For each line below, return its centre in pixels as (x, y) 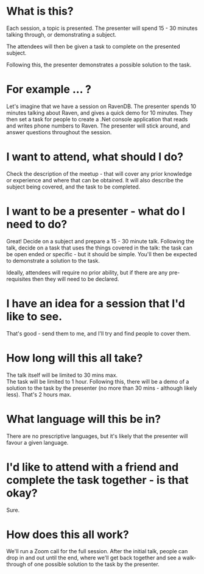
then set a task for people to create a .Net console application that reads (97, 119)
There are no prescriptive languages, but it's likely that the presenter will (97, 436)
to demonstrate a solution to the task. (53, 260)
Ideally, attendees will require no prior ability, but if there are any (87, 272)
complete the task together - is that (97, 480)
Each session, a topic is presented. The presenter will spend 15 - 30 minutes (102, 28)
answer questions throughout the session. (59, 132)
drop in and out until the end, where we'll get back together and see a (94, 558)
